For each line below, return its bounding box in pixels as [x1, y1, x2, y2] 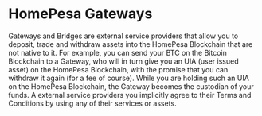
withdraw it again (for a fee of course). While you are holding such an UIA [8, 73, 249, 83]
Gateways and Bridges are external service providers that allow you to [8, 31, 239, 41]
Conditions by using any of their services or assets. [8, 99, 177, 108]
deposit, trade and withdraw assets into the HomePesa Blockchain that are [8, 39, 253, 48]
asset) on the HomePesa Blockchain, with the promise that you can [8, 64, 229, 74]
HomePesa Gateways [8, 5, 153, 23]
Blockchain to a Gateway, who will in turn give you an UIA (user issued [8, 56, 239, 66]
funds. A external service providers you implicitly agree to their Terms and [8, 90, 252, 99]
